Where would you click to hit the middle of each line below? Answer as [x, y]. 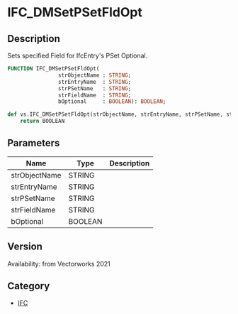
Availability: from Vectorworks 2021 [59, 264]
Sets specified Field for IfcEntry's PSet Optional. [78, 55]
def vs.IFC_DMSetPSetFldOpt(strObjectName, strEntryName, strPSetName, [115, 114]
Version [25, 247]
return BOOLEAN [42, 121]
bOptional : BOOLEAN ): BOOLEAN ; [112, 102]
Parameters [34, 143]
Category [29, 286]
